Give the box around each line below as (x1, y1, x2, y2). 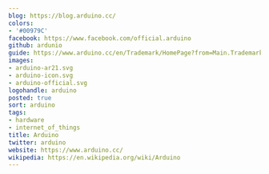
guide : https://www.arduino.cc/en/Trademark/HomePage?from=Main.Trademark (8, 49, 263, 57)
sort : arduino (8, 101, 56, 109)
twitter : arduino (8, 138, 66, 147)
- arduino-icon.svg (8, 71, 74, 79)
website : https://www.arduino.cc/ (8, 146, 124, 154)
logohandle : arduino (8, 86, 78, 95)
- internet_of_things (8, 123, 81, 132)
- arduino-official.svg (8, 79, 88, 87)
